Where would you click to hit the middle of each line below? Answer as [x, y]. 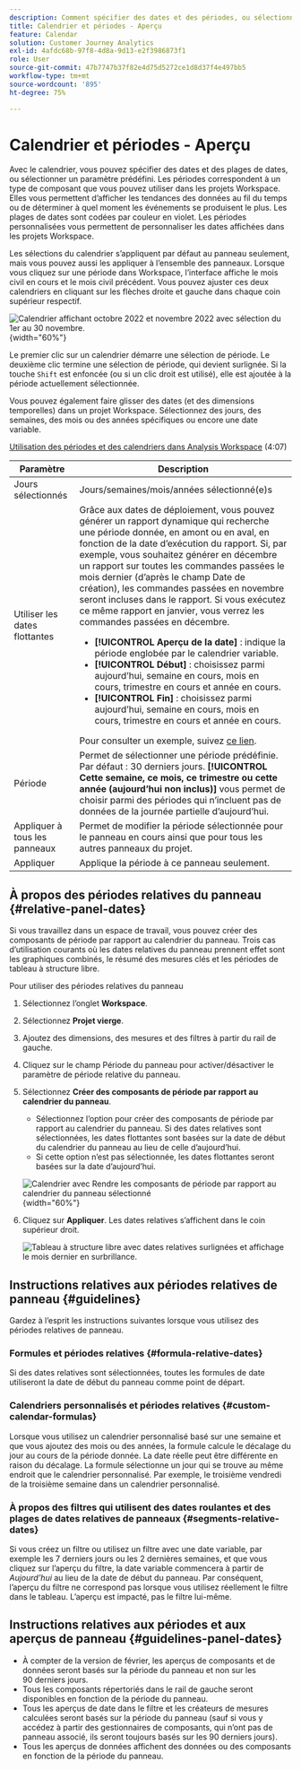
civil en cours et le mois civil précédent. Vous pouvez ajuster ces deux [139, 282]
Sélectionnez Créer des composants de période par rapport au [140, 1092]
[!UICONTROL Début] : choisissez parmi [180, 664]
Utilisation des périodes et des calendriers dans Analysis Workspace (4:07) [148, 447]
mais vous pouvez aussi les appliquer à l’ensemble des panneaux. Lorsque [147, 263]
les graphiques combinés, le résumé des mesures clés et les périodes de [144, 959]
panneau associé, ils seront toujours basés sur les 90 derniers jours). [150, 1737]
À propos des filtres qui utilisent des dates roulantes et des [140, 1507]
